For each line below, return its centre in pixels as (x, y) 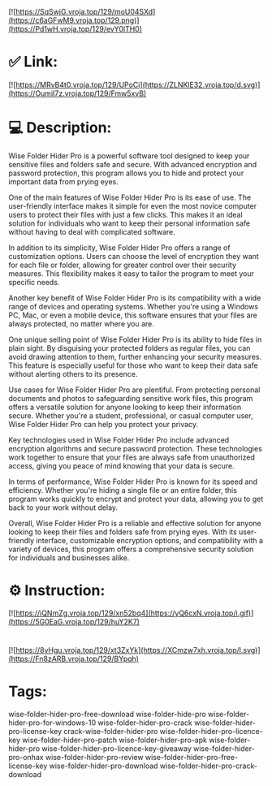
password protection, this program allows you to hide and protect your (126, 173)
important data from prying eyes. (64, 181)
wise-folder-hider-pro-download (104, 766)
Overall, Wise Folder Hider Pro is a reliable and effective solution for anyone (135, 523)
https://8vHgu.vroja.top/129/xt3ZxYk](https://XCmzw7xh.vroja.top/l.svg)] (138, 650)
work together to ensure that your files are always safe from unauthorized (132, 457)
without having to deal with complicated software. (92, 231)
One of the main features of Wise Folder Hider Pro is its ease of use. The (130, 197)
